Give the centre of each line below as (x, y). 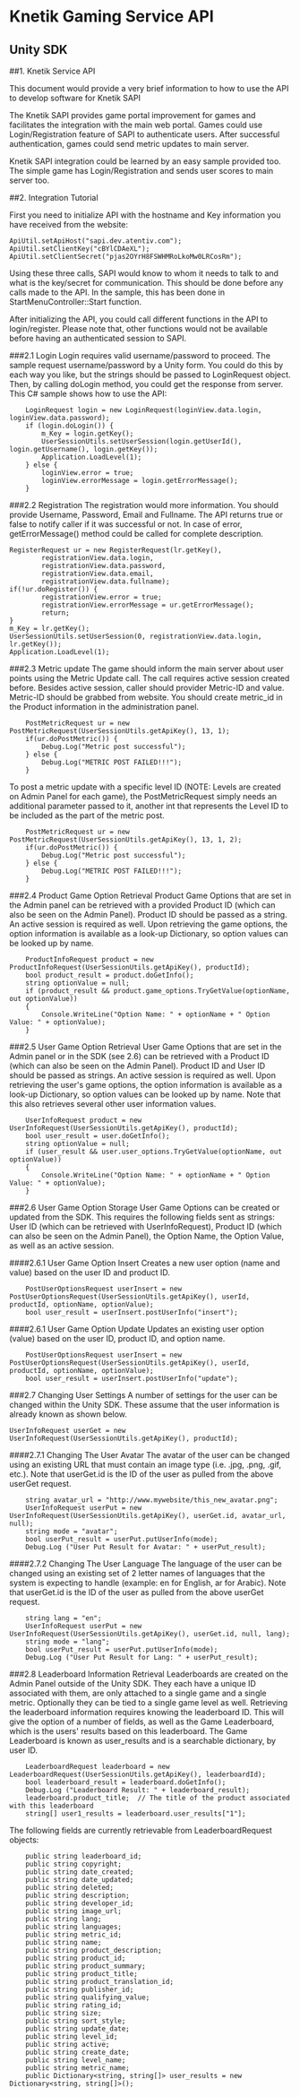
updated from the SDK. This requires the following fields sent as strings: (142, 1217)
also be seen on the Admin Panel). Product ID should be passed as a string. (149, 915)
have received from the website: (69, 224)
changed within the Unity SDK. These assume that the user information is (145, 1405)
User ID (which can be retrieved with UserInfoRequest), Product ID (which (146, 1226)
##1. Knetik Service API (52, 71)
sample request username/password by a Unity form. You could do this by (146, 365)
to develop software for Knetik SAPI (75, 98)
